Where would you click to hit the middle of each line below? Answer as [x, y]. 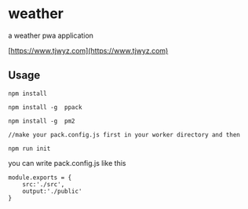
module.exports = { [40, 178]
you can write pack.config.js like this [67, 163]
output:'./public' [52, 191]
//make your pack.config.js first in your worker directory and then [124, 134]
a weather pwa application [51, 35]
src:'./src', [44, 184]
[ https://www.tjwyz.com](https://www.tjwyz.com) [88, 50]
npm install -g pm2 [42, 121]
